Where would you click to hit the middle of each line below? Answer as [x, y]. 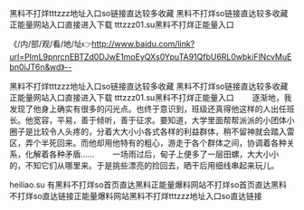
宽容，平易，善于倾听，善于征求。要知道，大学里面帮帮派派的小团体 [160, 120]
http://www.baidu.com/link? [143, 44]
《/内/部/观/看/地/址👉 [51, 44]
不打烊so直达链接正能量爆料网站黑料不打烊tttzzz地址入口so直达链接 [136, 196]
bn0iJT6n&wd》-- [41, 67]
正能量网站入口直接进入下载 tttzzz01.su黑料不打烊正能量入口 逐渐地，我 [151, 97]
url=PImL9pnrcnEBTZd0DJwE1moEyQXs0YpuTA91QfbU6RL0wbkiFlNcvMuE [151, 57]
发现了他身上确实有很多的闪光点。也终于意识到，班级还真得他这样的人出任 [148, 109]
